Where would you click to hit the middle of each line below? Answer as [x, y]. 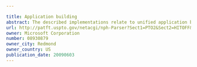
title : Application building [42, 16]
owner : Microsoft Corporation [43, 33]
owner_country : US [28, 50]
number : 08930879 [27, 39]
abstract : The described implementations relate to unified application [97, 22]
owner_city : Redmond [31, 44]
